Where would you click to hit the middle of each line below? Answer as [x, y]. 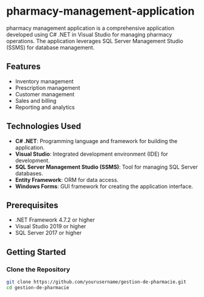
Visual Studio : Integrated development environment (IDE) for [92, 154]
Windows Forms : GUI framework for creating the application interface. [104, 186]
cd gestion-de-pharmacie [38, 287]
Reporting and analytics [45, 107]
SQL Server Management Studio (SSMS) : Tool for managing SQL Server [106, 167]
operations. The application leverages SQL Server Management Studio [95, 41]
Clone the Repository [38, 269]
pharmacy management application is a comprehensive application [90, 28]
